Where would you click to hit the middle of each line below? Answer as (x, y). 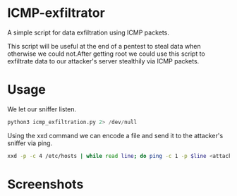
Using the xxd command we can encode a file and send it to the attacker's (115, 135)
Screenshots (45, 184)
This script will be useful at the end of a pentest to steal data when (104, 46)
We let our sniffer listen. (42, 109)
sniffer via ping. (30, 143)
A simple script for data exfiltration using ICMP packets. (88, 32)
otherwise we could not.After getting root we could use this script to (107, 54)
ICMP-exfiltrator (56, 13)
